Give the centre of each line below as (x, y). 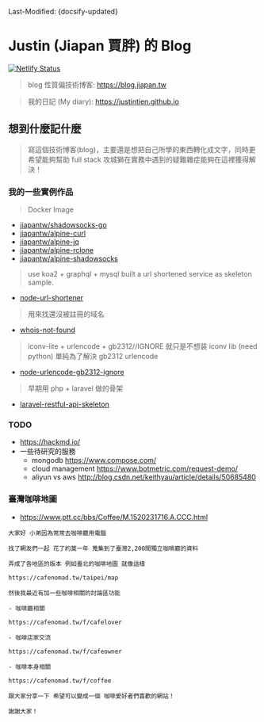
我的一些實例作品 (41, 192)
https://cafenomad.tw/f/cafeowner (65, 651)
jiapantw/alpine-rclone (56, 250)
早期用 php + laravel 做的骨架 (75, 388)
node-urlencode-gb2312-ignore (72, 372)
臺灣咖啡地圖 (33, 499)
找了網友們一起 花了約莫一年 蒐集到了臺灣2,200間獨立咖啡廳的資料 (103, 548)
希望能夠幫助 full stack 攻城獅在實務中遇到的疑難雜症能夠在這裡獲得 (138, 159)
